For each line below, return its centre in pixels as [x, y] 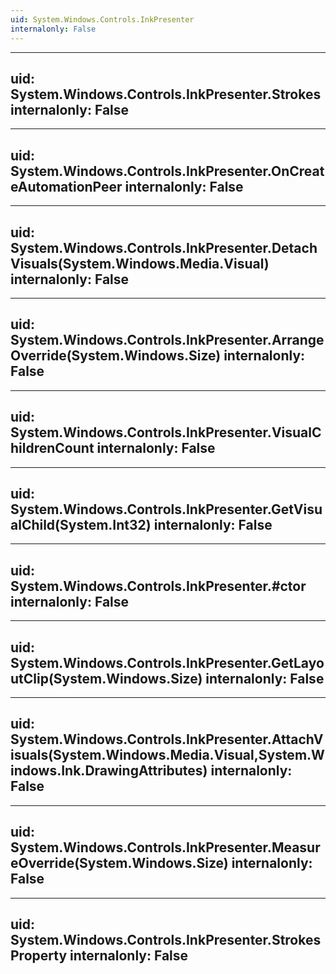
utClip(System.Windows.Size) [106, 678]
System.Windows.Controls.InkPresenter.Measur [165, 847]
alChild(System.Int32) [81, 524]
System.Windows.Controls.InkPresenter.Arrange [167, 340]
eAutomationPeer [66, 186]
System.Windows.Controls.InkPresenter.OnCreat [167, 171]
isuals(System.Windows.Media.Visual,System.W [167, 755]
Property [39, 956]
